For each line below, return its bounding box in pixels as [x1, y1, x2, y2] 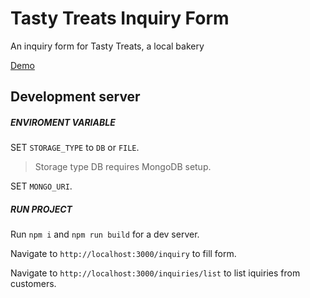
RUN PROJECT [10, 203, 73, 215]
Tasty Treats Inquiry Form [10, 7, 230, 30]
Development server [10, 88, 141, 106]
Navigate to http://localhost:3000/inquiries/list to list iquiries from [10, 267, 301, 279]
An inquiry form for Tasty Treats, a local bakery [10, 40, 205, 52]
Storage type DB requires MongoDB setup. [34, 161, 212, 173]
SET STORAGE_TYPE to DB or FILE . [10, 142, 140, 154]
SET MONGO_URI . [10, 180, 73, 192]
